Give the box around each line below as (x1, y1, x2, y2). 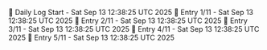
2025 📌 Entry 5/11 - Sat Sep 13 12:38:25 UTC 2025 (8, 33, 175, 42)
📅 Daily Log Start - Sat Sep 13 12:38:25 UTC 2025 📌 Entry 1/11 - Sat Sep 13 (8, 8, 253, 17)
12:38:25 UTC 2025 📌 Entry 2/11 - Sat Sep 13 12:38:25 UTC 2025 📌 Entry (8, 16, 248, 25)
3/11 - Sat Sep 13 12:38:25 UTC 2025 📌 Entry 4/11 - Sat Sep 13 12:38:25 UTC (8, 25, 260, 33)
